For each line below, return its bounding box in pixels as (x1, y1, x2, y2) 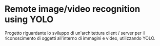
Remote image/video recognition (4, 3, 140, 15)
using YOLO (4, 14, 54, 25)
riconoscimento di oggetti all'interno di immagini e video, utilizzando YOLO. (4, 35, 156, 41)
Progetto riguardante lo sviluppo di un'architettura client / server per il (4, 30, 145, 36)
